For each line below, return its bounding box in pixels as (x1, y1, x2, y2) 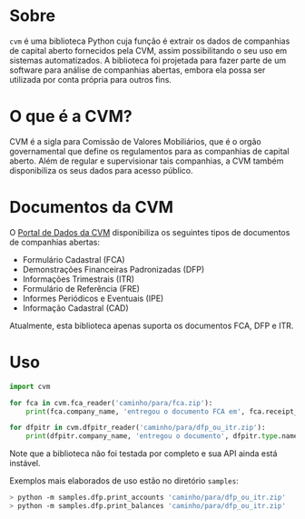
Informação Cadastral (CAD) (22, 302, 129, 314)
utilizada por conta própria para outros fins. (9, 74, 172, 85)
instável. (9, 458, 41, 469)
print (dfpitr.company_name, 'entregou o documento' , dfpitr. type (25, 432, 279, 441)
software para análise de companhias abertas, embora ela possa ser (9, 65, 266, 75)
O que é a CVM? (9, 106, 133, 127)
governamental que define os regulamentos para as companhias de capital (9, 145, 290, 156)
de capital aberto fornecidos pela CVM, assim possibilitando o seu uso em (9, 45, 288, 55)
